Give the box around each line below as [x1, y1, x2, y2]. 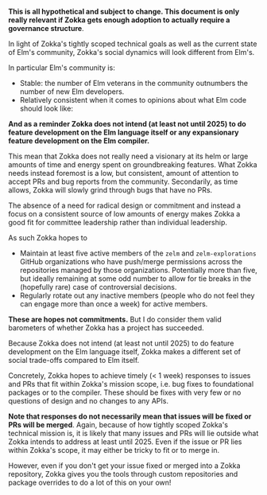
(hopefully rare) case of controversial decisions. [19, 283, 177, 291]
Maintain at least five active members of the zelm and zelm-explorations [19, 248, 257, 258]
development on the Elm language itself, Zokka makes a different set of [8, 347, 241, 357]
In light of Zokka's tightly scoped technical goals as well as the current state [8, 39, 257, 49]
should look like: [19, 103, 74, 113]
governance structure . [8, 24, 85, 33]
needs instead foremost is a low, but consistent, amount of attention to [8, 169, 239, 177]
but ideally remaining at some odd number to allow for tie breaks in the [19, 274, 252, 283]
